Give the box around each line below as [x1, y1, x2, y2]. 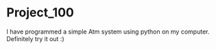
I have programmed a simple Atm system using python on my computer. [6, 27, 210, 36]
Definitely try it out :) [6, 34, 64, 42]
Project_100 [6, 5, 75, 21]
